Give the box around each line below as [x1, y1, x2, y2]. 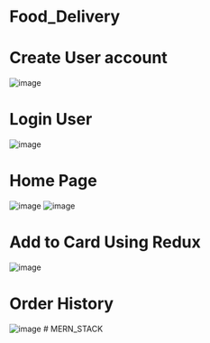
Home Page [9, 171, 97, 191]
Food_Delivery [9, 6, 121, 27]
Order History [9, 293, 114, 314]
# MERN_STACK [43, 323, 104, 334]
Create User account [9, 48, 169, 69]
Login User [9, 109, 93, 130]
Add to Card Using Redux [9, 232, 201, 253]
